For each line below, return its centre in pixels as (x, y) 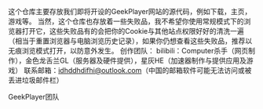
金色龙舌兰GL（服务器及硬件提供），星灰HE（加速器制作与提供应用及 (136, 60)
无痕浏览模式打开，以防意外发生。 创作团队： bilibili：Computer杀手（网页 (128, 51)
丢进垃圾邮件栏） (36, 80)
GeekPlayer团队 (34, 97)
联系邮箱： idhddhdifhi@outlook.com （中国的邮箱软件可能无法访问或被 (137, 70)
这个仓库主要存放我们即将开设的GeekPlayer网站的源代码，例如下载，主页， (130, 11)
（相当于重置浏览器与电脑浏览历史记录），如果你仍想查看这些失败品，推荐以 (130, 41)
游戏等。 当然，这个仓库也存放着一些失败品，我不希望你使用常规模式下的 (126, 21)
